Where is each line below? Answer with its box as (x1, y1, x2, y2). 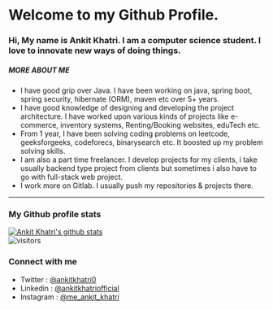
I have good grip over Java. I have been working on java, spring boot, (19, 85, 253, 95)
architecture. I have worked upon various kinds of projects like (19, 111, 229, 121)
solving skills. (19, 146, 66, 156)
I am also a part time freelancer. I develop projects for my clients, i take (19, 155, 258, 164)
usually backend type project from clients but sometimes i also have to (19, 164, 258, 173)
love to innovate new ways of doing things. (8, 45, 181, 56)
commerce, (19, 120, 59, 130)
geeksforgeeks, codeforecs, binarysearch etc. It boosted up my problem (19, 138, 264, 147)
